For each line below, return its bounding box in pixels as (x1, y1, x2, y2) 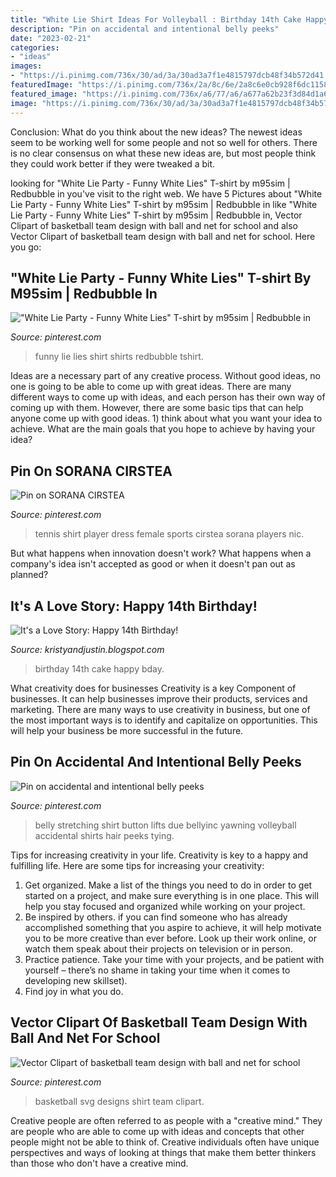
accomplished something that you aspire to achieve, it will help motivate (24, 921, 322, 933)
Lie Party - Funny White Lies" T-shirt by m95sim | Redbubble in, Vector (10, 209, 303, 221)
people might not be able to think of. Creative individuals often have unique (10, 1136, 320, 1148)
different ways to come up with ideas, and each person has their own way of (10, 391, 326, 403)
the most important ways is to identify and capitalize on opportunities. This (10, 714, 318, 726)
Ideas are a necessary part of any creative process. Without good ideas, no (10, 370, 322, 382)
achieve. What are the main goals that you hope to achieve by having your (10, 423, 316, 435)
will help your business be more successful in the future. (10, 724, 244, 736)
